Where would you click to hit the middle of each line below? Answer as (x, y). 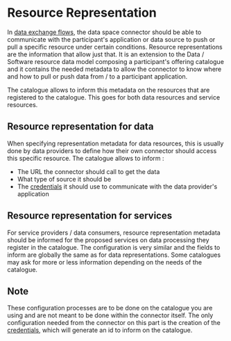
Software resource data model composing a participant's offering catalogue (115, 61)
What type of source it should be (64, 179)
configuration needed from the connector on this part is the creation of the (114, 323)
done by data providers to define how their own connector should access (112, 150)
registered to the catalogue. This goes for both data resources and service (114, 97)
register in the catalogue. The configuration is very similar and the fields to (114, 247)
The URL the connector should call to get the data (88, 171)
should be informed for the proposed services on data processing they (108, 240)
